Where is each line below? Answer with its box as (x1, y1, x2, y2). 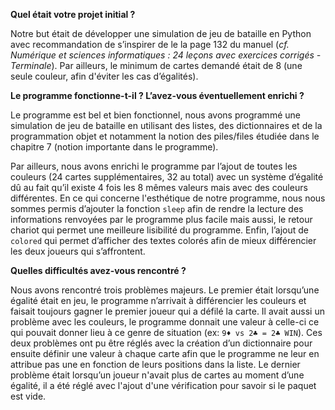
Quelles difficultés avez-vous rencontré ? (10, 265, 187, 276)
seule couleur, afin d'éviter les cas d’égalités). (10, 70, 199, 82)
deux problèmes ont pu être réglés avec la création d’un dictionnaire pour (10, 337, 313, 349)
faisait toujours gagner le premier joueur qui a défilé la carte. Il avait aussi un (10, 305, 325, 317)
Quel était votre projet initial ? (10, 9, 136, 20)
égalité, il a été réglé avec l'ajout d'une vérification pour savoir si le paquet (10, 380, 317, 391)
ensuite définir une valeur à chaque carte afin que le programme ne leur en (10, 348, 320, 359)
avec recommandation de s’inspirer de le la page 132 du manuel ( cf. (10, 39, 290, 50)
